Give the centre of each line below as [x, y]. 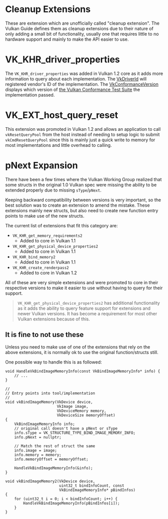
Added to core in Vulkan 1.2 [48, 273]
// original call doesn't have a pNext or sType [66, 428]
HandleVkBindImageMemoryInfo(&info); [54, 468]
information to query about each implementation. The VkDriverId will [76, 78]
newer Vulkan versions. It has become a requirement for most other [87, 313]
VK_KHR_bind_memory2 [34, 257]
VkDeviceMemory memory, [82, 411]
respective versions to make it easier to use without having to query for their [84, 288]
